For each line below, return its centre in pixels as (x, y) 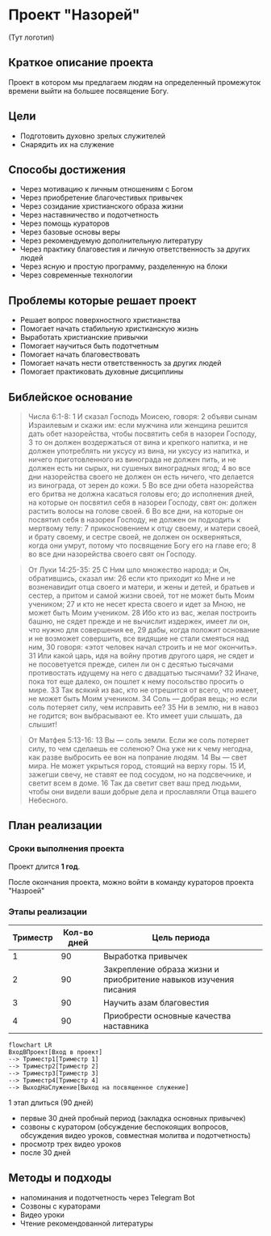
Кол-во (79, 932)
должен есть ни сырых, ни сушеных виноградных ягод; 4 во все (140, 468)
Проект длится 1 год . (44, 866)
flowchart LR (30, 1045)
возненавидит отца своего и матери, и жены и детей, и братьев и (142, 587)
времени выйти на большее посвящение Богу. (89, 91)
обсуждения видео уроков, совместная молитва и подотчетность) (135, 1135)
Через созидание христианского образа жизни (102, 206)
